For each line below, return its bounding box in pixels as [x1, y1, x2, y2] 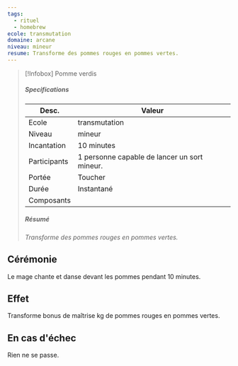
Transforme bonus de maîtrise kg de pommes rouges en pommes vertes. [7, 311, 220, 320]
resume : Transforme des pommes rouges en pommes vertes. [7, 50, 179, 57]
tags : [7, 10, 23, 18]
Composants [28, 195, 71, 205]
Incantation [28, 140, 66, 150]
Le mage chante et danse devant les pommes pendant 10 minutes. [7, 272, 201, 280]
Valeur [141, 105, 164, 115]
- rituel [13, 17, 40, 24]
